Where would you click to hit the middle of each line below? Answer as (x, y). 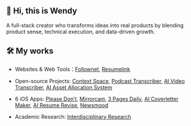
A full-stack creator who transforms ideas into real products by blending (95, 25)
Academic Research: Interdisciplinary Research (73, 116)
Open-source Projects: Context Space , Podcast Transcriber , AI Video (100, 81)
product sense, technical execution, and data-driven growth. (81, 31)
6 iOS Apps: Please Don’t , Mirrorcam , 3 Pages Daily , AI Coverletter (97, 99)
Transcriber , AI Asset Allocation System (63, 87)
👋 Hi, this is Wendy (42, 11)
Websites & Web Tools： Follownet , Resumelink (72, 69)
